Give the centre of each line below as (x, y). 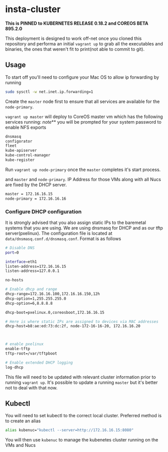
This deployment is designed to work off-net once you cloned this (73, 38)
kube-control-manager (28, 155)
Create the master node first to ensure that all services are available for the (82, 101)
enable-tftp (18, 349)
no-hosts (14, 280)
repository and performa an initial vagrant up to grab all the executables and (84, 43)
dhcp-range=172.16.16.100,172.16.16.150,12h (53, 294)
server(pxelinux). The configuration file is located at (59, 233)
